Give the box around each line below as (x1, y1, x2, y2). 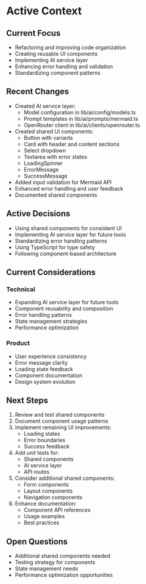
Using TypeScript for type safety (14, 243, 95, 250)
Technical (6, 285, 36, 293)
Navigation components (23, 494, 83, 501)
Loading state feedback (14, 365, 73, 372)
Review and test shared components (14, 411, 105, 418)
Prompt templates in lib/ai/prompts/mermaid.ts (23, 115, 138, 122)
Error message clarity (14, 359, 68, 366)
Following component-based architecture (14, 250, 117, 257)
